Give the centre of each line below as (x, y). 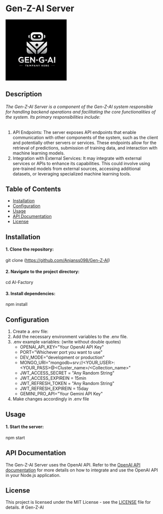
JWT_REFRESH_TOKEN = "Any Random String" (67, 384)
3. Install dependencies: (31, 293)
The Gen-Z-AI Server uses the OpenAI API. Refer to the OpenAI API (73, 465)
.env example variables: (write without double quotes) (67, 342)
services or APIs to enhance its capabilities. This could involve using (81, 163)
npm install (17, 304)
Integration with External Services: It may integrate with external (77, 158)
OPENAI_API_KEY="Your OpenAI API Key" (62, 347)
